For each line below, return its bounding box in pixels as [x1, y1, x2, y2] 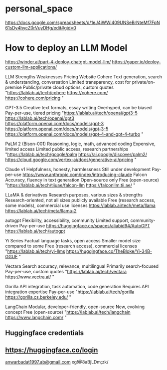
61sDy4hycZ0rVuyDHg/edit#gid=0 [5, 24, 76, 30]
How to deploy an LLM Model [5, 42, 128, 54]
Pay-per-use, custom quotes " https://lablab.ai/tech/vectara [5, 268, 127, 274]
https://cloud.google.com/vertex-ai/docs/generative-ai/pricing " [5, 157, 137, 163]
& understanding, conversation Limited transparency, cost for [5, 79, 131, 85]
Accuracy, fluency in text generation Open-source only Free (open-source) [5, 177, 160, 183]
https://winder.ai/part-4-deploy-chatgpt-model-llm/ [5, 58, 111, 65]
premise [5, 84, 22, 90]
